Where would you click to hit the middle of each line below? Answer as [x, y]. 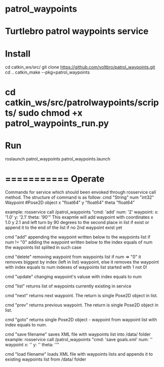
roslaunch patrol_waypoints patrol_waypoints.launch [58, 159]
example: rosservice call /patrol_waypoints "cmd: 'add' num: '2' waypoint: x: [82, 212]
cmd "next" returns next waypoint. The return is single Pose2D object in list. [82, 296]
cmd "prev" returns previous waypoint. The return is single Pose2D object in [82, 305]
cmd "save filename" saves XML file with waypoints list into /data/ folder [78, 334]
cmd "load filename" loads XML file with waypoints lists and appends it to [79, 354]
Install [18, 53]
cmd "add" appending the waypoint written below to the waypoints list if [78, 237]
